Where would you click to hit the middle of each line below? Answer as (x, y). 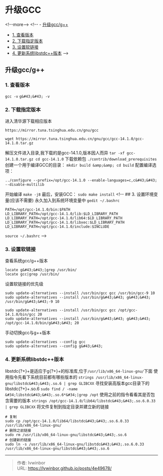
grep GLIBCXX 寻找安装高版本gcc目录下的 (109, 383)
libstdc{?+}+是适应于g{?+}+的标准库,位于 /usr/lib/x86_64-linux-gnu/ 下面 (79, 371)
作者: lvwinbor (31, 463)
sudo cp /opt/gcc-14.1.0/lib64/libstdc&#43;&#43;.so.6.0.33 (67, 421)
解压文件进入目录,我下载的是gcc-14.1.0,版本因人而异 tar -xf (65, 153)
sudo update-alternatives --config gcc (45, 342)
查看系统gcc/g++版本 (26, 261)
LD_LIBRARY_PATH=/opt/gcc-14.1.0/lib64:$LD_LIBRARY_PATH (64, 218)
